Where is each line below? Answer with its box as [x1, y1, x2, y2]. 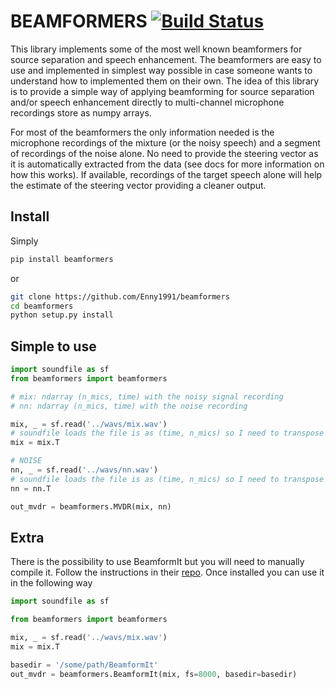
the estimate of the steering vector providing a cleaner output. [10, 179, 267, 191]
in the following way [10, 577, 93, 589]
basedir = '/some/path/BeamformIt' [10, 660, 159, 670]
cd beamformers [10, 301, 74, 311]
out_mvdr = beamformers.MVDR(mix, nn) [10, 501, 172, 512]
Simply [10, 235, 39, 247]
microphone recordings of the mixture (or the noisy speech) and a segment [10, 136, 321, 149]
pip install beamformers [10, 254, 114, 264]
